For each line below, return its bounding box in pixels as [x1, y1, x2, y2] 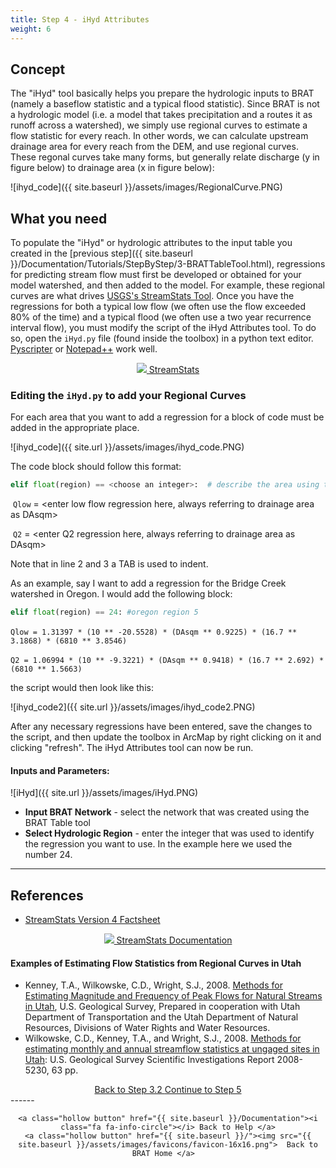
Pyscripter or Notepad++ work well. [10, 343, 158, 355]
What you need [10, 210, 108, 227]
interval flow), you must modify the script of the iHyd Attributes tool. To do [10, 322, 317, 334]
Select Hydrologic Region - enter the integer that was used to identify [24, 827, 315, 840]
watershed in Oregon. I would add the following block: [10, 588, 233, 600]
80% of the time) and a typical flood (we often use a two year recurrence [10, 311, 312, 323]
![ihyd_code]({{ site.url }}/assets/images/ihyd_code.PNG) [10, 441, 245, 453]
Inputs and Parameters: [10, 764, 110, 776]
